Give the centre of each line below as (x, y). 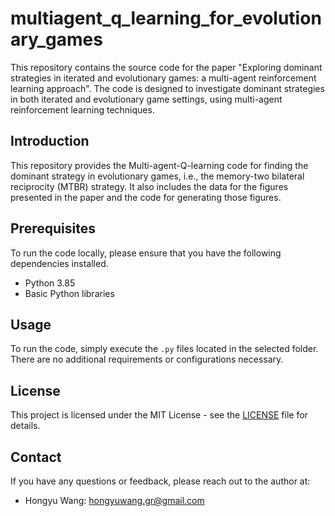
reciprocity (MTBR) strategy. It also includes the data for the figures (149, 186)
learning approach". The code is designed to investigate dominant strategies (167, 88)
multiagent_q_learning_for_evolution (166, 18)
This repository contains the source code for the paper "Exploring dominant (166, 67)
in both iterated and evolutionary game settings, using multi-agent (146, 99)
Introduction (50, 141)
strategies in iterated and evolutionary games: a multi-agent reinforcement (163, 78)
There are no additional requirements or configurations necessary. (147, 359)
